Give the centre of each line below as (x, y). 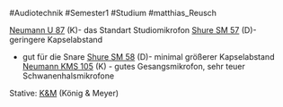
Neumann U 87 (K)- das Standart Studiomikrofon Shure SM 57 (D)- (133, 30)
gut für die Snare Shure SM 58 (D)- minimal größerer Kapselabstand (148, 57)
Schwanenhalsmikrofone (68, 76)
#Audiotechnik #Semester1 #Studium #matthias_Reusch (113, 13)
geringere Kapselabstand (56, 40)
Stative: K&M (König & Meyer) (64, 93)
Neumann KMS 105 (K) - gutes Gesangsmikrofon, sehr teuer (133, 66)
